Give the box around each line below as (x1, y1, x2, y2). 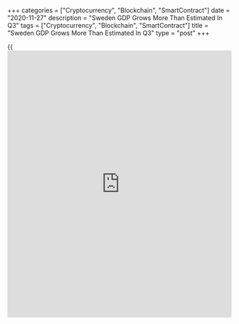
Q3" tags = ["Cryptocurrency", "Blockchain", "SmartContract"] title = (7, 21, 208, 29)
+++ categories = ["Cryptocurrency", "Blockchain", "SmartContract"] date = (7, 6, 230, 14)
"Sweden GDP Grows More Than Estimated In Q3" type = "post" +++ (7, 28, 210, 37)
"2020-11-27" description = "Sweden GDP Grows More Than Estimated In (7, 14, 223, 22)
